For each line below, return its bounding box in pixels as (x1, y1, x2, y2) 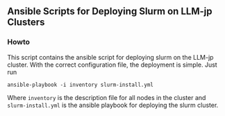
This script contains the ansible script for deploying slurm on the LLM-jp (7, 53, 214, 61)
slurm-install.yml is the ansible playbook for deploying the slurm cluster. (7, 101, 219, 109)
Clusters (7, 17, 45, 28)
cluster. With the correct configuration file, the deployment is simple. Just (7, 60, 217, 69)
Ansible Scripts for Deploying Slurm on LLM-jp (7, 6, 212, 17)
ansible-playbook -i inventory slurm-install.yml (7, 81, 154, 88)
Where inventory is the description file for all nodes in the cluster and (7, 93, 206, 101)
